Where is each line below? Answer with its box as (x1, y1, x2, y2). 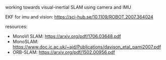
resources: (5, 23, 28, 29)
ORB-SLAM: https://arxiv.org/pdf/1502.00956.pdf (12, 49, 115, 55)
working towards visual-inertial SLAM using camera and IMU (5, 4, 131, 10)
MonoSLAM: (12, 38, 39, 44)
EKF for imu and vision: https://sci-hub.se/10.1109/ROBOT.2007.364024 (5, 14, 154, 19)
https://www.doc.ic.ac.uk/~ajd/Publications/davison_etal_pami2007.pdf (12, 44, 161, 49)
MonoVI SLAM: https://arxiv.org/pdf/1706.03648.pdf (12, 33, 121, 39)
